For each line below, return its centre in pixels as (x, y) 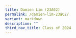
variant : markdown (24, 19)
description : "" (22, 23)
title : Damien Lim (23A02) (33, 10)
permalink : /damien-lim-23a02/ (37, 14)
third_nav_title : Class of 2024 (38, 28)
